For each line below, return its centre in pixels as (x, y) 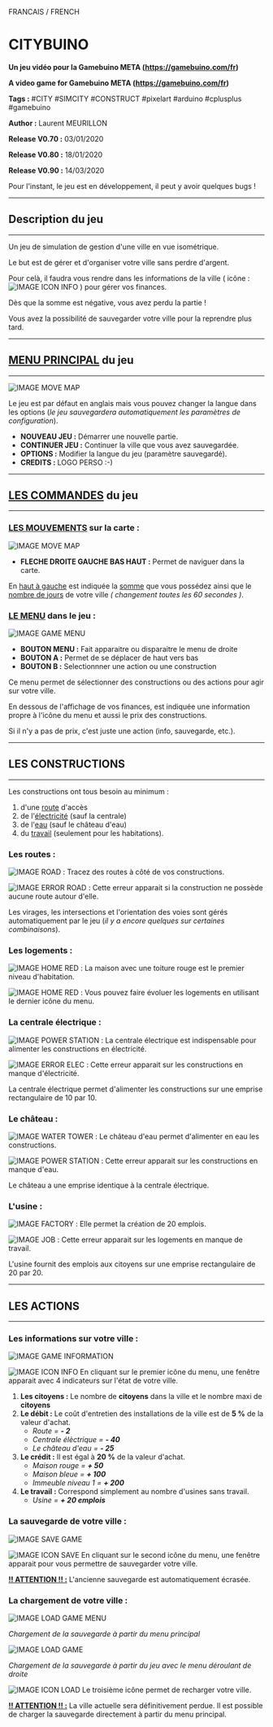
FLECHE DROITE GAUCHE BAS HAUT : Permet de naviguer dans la (132, 562)
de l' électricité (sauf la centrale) (74, 815)
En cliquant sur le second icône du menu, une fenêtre (170, 1554)
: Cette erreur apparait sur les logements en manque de (150, 1240)
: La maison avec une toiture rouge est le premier (162, 968)
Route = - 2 (51, 1431)
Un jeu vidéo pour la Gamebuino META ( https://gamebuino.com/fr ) (123, 67)
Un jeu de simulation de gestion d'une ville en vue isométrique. (114, 247)
